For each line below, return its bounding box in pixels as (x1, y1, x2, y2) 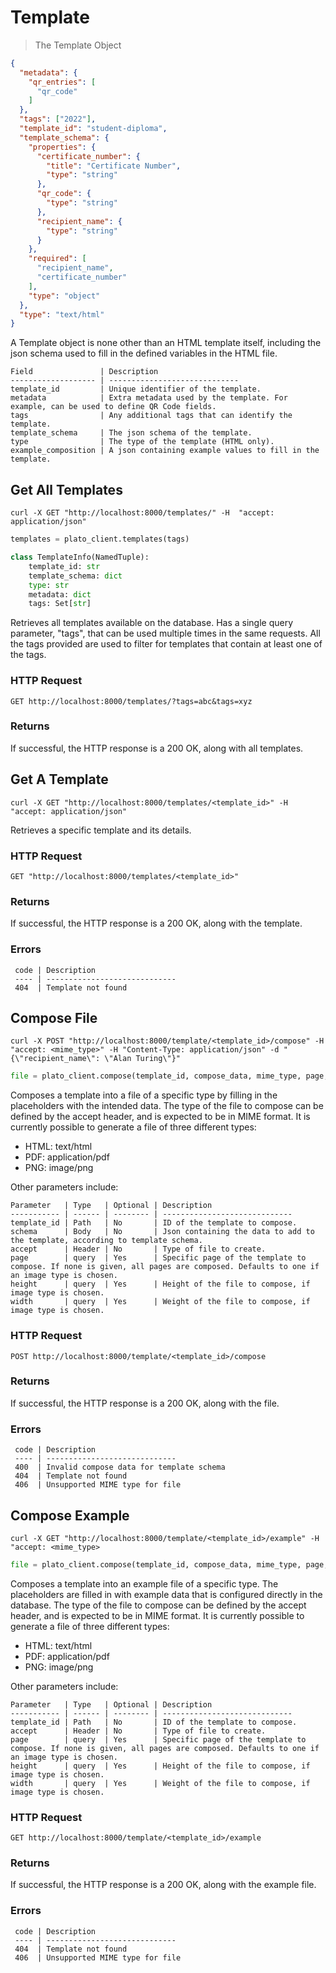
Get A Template (10, 771, 109, 788)
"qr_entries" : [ (28, 77, 97, 87)
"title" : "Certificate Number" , (46, 161, 182, 171)
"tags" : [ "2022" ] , (19, 114, 97, 125)
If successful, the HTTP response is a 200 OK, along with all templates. (10, 742, 304, 754)
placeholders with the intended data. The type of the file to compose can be (10, 1100, 324, 1112)
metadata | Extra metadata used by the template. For (10, 393, 288, 403)
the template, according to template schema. (10, 1236, 203, 1246)
